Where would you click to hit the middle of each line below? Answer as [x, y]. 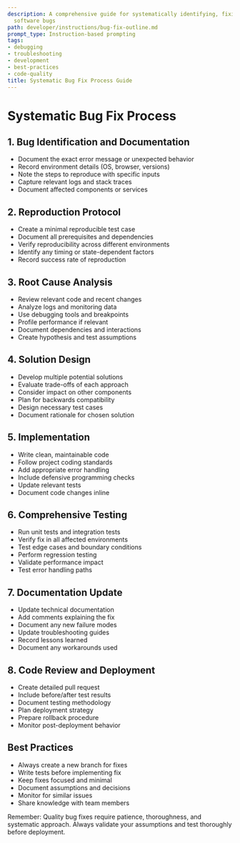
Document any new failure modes [67, 625]
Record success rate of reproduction [72, 260]
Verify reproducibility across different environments [94, 244]
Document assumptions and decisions [74, 787]
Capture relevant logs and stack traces [75, 182]
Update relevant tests [49, 485]
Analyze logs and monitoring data [67, 307]
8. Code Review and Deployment [81, 670]
